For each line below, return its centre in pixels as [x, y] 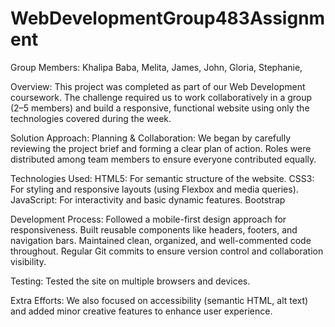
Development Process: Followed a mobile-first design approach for [148, 219]
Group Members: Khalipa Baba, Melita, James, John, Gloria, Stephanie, [156, 67]
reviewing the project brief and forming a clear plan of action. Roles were [161, 148]
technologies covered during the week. [91, 118]
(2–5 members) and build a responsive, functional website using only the [160, 108]
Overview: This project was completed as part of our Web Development [158, 86]
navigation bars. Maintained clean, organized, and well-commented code [161, 240]
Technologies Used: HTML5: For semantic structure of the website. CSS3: [162, 178]
